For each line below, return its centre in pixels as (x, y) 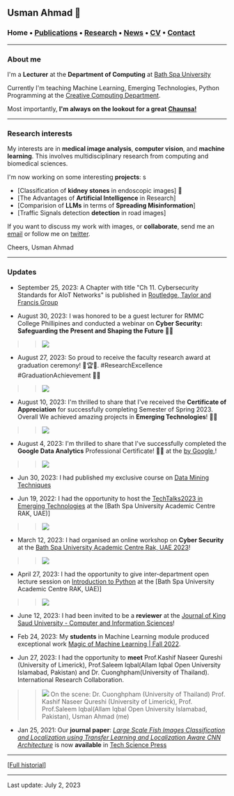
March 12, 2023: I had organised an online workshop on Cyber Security (120, 540)
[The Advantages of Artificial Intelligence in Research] (96, 198)
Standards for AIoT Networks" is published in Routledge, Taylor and (114, 295)
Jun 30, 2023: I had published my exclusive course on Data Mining (113, 477)
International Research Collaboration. (70, 679)
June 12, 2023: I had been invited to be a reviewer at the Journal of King (122, 615)
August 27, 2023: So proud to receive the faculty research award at (114, 357)
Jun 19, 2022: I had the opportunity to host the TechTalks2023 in (110, 498)
